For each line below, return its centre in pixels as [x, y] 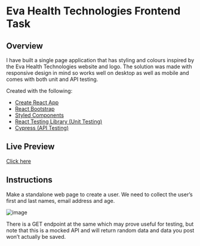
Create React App [37, 102]
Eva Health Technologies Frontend [93, 11]
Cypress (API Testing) [42, 128]
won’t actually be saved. [36, 236]
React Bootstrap [35, 109]
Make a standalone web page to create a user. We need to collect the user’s [99, 194]
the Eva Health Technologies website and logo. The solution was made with [99, 66]
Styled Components [39, 115]
